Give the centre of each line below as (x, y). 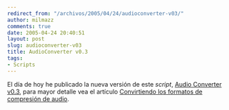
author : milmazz (30, 20)
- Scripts (21, 65)
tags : (15, 58)
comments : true (29, 26)
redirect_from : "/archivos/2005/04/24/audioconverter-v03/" (96, 13)
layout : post (26, 39)
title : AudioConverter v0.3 (48, 52)
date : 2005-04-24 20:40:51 (46, 33)
